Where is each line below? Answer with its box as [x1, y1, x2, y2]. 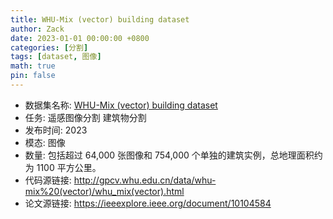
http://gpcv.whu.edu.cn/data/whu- [73, 174, 217, 186]
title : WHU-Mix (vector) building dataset [10, 14, 190, 25]
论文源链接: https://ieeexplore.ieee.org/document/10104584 [24, 197, 272, 209]
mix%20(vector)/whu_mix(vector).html [24, 185, 185, 197]
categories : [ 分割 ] [10, 42, 89, 53]
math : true [10, 61, 56, 71]
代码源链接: [24, 174, 72, 186]
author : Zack [10, 24, 65, 34]
